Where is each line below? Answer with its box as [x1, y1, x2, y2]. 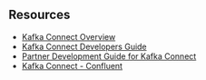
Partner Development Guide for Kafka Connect [21, 50, 197, 62]
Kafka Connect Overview [21, 31, 116, 42]
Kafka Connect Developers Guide [21, 41, 147, 52]
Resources [8, 7, 71, 23]
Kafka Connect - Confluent [21, 60, 123, 71]
